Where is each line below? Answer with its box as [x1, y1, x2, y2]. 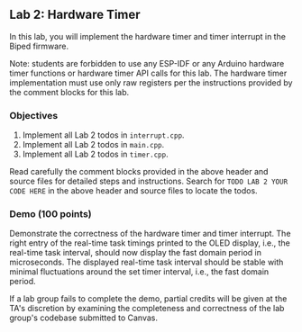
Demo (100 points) [9, 208, 92, 220]
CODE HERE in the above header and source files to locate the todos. [9, 185, 259, 196]
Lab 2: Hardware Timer [9, 7, 142, 22]
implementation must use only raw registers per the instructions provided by [9, 76, 293, 88]
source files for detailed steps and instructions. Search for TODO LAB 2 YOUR [9, 175, 288, 187]
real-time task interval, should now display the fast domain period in [9, 247, 261, 258]
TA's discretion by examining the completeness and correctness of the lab [9, 303, 285, 314]
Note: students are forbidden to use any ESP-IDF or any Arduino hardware [9, 58, 285, 68]
